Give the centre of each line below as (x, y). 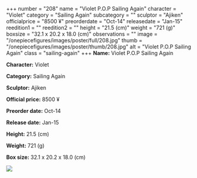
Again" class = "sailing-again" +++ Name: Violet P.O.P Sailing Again (90, 53)
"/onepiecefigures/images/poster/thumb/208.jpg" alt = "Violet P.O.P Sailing (99, 47)
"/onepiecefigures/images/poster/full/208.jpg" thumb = (74, 40)
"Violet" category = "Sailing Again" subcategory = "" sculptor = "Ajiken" (95, 15)
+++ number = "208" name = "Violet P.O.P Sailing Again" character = (91, 9)
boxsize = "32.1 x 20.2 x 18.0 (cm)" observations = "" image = (82, 34)
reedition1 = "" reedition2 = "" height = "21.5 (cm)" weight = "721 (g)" (91, 27)
